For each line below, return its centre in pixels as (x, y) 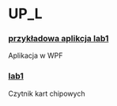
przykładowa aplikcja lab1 (58, 39)
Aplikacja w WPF (36, 55)
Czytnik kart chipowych (47, 93)
